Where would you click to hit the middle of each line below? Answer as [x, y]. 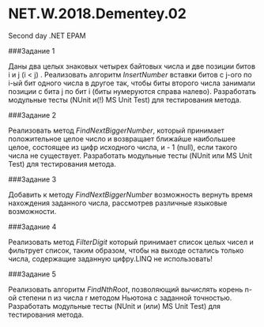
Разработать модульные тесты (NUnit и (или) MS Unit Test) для [115, 306]
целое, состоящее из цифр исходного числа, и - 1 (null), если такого [123, 147]
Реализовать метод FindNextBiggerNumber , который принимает [117, 130]
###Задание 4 [32, 227]
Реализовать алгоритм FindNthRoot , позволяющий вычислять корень [126, 289]
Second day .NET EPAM [47, 36]
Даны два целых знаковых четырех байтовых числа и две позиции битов [132, 66]
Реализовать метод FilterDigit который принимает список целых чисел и [131, 242]
